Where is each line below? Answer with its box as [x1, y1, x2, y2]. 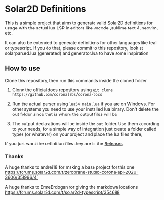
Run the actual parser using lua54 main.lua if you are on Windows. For [12, 101, 155, 107]
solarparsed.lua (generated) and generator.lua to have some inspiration [5, 50, 149, 56]
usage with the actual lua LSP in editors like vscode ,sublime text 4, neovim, [5, 25, 158, 30]
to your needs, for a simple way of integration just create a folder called [12, 126, 157, 132]
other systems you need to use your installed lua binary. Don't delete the [12, 106, 159, 112]
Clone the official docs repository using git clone [12, 87, 113, 93]
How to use [5, 64, 40, 73]
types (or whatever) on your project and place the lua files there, [12, 131, 142, 137]
